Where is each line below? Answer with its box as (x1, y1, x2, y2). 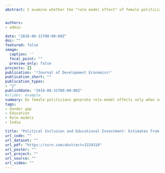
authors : (5, 20, 23, 25)
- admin (5, 25, 21, 30)
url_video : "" (5, 161, 34, 166)
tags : (5, 102, 16, 107)
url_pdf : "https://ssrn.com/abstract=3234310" (5, 142, 102, 147)
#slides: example (5, 92, 41, 98)
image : (5, 47, 19, 52)
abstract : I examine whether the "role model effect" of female (5, 7, 139, 12)
